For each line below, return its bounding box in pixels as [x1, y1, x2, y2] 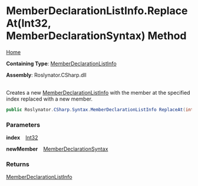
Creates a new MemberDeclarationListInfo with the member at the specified [6, 89, 190, 96]
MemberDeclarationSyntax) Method [6, 29, 187, 42]
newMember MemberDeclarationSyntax [6, 145, 108, 152]
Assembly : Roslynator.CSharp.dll [6, 71, 87, 78]
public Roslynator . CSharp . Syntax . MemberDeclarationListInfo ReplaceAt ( [6, 107, 186, 112]
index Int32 [6, 134, 38, 141]
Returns [6, 160, 29, 168]
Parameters [6, 121, 40, 129]
